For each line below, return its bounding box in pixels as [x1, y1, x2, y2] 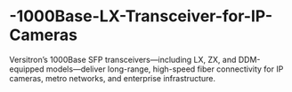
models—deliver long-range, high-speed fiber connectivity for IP [45, 64, 284, 74]
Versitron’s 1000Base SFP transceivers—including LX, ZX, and [9, 54, 237, 65]
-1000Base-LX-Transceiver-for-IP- [9, 6, 273, 27]
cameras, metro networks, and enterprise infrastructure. [9, 73, 216, 83]
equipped [9, 64, 45, 74]
